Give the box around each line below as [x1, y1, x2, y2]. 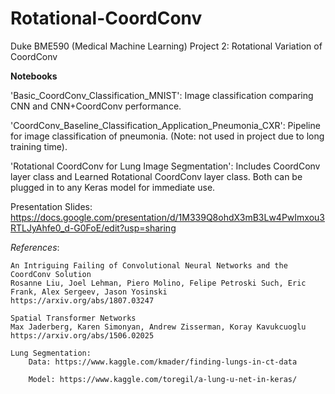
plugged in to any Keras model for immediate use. [10, 181, 216, 193]
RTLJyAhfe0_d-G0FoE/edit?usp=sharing [10, 222, 177, 234]
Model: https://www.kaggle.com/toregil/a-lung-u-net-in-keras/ [28, 374, 298, 384]
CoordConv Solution [10, 269, 92, 279]
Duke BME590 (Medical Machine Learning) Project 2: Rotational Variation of [10, 40, 323, 52]
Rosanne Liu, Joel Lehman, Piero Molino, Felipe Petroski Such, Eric [10, 278, 307, 288]
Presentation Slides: [10, 200, 93, 212]
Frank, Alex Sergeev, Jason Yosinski [10, 287, 168, 297]
